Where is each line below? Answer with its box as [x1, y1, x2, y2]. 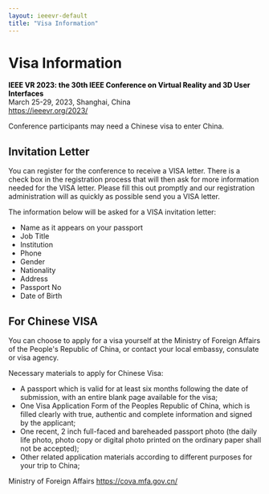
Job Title [19, 231, 50, 241]
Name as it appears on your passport [19, 223, 143, 233]
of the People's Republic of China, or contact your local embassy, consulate [8, 345, 259, 354]
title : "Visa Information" [8, 19, 99, 27]
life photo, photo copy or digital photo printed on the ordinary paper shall [19, 435, 262, 445]
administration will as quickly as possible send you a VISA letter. [8, 192, 221, 202]
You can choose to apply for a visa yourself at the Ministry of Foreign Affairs [8, 336, 261, 345]
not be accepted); [19, 443, 79, 454]
